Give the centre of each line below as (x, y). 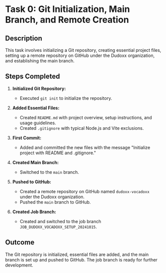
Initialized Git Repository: (39, 88)
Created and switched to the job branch (60, 221)
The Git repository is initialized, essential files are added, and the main (77, 254)
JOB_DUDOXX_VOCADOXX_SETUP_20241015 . (58, 227)
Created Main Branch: (35, 162)
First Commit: (27, 138)
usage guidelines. (38, 123)
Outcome (20, 242)
